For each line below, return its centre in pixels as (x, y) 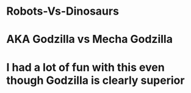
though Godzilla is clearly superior (95, 80)
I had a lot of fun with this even (85, 67)
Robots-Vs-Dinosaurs (63, 11)
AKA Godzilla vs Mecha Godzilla (89, 39)
